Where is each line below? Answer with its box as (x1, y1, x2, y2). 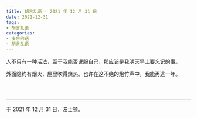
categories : (6, 30, 35, 36)
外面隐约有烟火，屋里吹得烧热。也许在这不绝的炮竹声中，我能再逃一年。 (6, 70, 181, 77)
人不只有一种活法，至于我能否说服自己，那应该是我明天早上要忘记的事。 (6, 58, 181, 65)
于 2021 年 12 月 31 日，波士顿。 (6, 106, 83, 113)
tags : (6, 19, 19, 25)
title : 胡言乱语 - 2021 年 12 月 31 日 (6, 8, 97, 15)
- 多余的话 (6, 36, 29, 41)
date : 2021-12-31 (6, 14, 49, 20)
